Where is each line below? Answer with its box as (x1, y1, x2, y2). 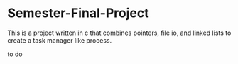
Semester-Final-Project (7, 5, 149, 21)
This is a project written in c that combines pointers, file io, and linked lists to (7, 28, 232, 37)
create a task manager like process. (7, 36, 112, 44)
